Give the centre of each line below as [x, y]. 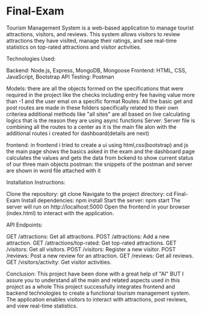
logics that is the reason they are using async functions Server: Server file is [101, 120]
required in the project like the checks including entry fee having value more [101, 95]
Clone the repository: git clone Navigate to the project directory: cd [89, 193]
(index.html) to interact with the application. [60, 213]
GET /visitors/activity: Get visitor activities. [59, 262]
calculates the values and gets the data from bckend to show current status [100, 157]
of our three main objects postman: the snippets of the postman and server [99, 164]
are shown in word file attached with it [54, 171]
